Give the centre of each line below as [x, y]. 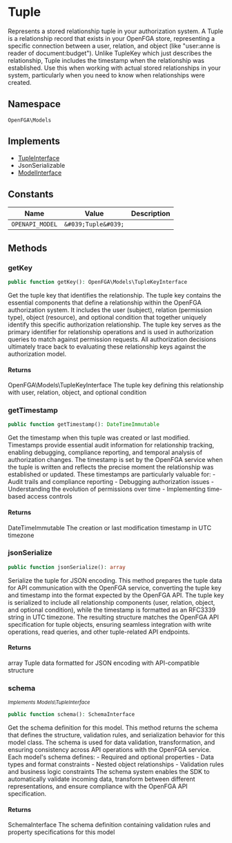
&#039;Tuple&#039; [94, 224]
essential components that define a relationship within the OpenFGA [105, 302]
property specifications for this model [61, 832]
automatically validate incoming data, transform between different [101, 779]
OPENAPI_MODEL [35, 224]
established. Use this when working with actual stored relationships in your [115, 68]
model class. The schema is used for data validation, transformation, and [112, 742]
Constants [31, 194]
